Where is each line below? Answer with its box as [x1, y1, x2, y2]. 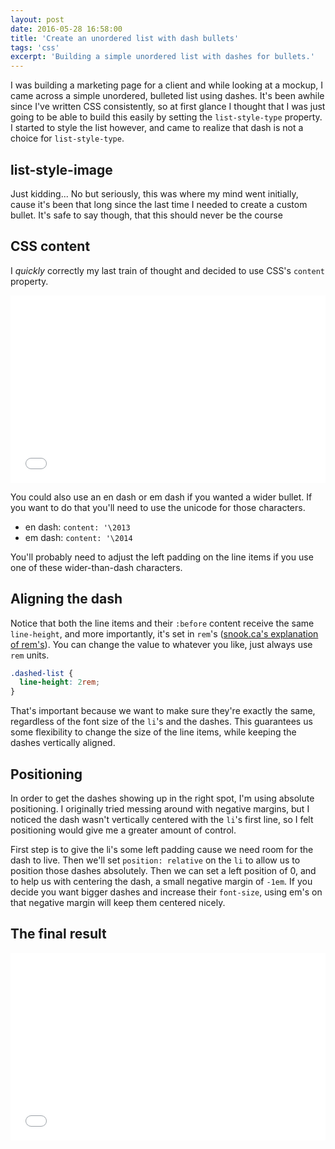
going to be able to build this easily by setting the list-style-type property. [10, 111, 323, 123]
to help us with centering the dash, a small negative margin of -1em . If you [10, 876, 313, 887]
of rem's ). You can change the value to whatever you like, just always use [10, 638, 313, 650]
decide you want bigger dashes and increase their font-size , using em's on [10, 886, 323, 898]
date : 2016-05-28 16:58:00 [10, 24, 123, 34]
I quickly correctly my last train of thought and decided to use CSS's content [10, 264, 326, 276]
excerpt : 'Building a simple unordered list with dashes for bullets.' [10, 52, 315, 62]
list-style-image [10, 161, 113, 178]
